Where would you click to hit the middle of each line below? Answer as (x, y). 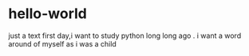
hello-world (48, 14)
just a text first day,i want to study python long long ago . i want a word (125, 35)
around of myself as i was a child (63, 43)
